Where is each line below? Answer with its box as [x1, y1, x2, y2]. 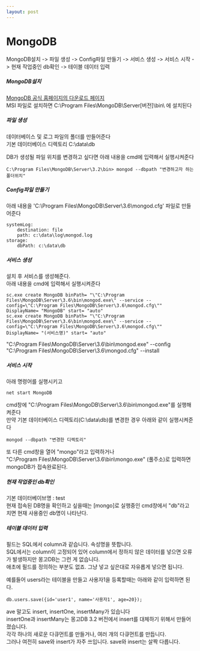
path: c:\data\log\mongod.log [17, 232, 93, 238]
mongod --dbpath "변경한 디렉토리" [6, 437, 86, 443]
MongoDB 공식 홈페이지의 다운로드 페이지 [6, 94, 105, 101]
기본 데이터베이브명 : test [6, 495, 65, 502]
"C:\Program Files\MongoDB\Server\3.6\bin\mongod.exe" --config [6, 341, 171, 348]
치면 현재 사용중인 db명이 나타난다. [6, 510, 88, 517]
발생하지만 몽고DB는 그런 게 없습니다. [12, 556, 100, 563]
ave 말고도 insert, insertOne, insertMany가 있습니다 [6, 608, 130, 616]
